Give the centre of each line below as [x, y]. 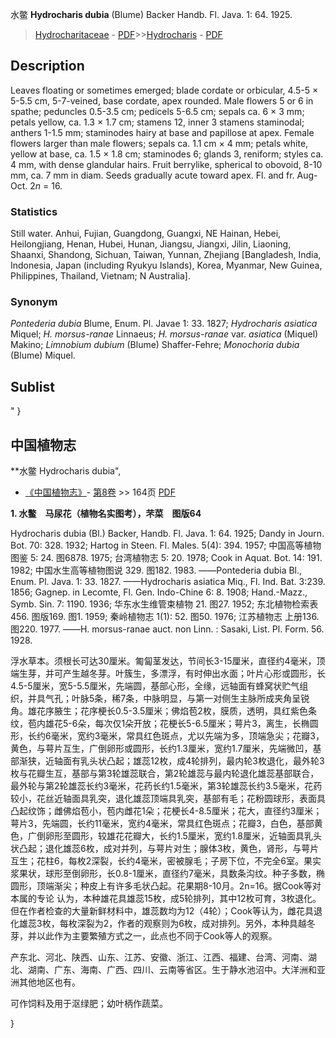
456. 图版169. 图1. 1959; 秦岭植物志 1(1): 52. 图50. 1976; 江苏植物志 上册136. [165, 617]
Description [47, 66]
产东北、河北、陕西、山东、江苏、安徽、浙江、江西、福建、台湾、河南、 [159, 957]
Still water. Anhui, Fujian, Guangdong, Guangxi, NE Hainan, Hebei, [146, 234]
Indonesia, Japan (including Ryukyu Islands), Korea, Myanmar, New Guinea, [166, 265]
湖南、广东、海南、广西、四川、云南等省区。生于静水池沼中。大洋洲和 [172, 970]
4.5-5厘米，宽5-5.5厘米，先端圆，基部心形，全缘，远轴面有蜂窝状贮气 [155, 686]
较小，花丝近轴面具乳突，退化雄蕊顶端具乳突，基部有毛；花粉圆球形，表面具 [168, 799]
